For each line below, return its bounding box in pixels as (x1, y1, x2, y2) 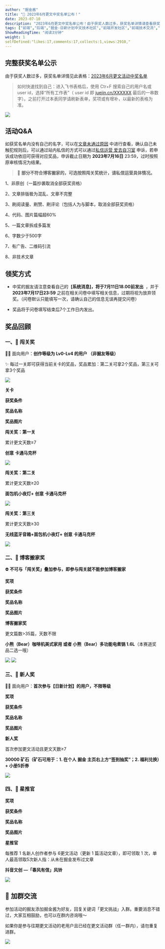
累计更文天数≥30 (5, 521, 39, 527)
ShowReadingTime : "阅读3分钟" (5, 30, 64, 35)
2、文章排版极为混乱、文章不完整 (5, 191, 73, 197)
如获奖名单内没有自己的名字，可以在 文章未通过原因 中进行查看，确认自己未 (5, 141, 157, 147)
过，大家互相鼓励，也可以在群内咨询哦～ (5, 912, 87, 918)
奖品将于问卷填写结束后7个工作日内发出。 (12, 306, 97, 312)
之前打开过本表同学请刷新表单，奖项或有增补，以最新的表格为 (27, 96, 153, 102)
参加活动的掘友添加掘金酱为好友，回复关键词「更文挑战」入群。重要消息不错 (5, 906, 160, 912)
